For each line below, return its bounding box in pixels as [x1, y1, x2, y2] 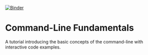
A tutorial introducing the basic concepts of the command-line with [5, 38, 143, 44]
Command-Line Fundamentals [5, 22, 134, 33]
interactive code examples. [5, 44, 61, 50]
